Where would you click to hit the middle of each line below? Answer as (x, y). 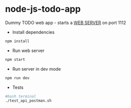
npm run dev (17, 78)
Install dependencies (33, 32)
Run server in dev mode (36, 69)
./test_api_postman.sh (28, 101)
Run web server (28, 51)
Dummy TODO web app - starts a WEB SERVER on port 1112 (66, 23)
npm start (15, 59)
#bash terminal (21, 96)
